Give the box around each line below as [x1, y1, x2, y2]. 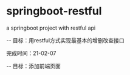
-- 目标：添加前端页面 [6, 62, 61, 70]
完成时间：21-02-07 [6, 50, 56, 57]
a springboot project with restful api [6, 24, 96, 31]
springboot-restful [6, 4, 102, 18]
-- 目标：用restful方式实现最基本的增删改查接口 [6, 36, 125, 44]
